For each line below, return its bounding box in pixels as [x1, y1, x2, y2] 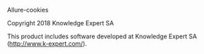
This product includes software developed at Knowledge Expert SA [7, 32, 197, 40]
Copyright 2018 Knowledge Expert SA [7, 19, 115, 27]
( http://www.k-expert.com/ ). [7, 40, 87, 47]
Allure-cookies [7, 6, 49, 14]
